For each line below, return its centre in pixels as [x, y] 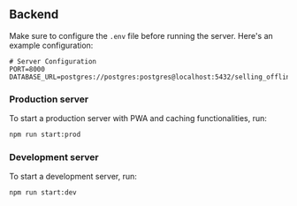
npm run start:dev [43, 193]
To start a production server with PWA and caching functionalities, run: [138, 118]
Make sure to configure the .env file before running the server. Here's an [141, 35]
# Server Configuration [53, 61]
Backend [34, 15]
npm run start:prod [45, 135]
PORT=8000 [27, 69]
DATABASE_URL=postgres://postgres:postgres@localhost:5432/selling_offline [152, 77]
